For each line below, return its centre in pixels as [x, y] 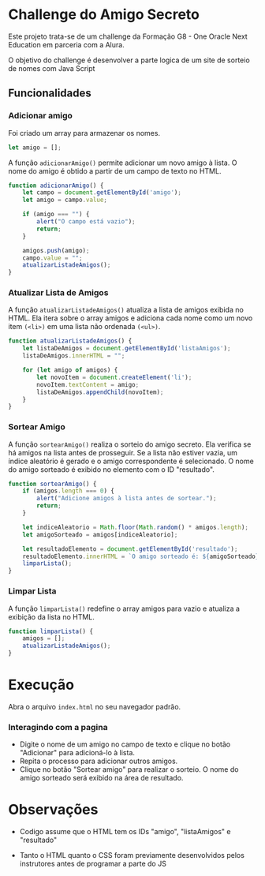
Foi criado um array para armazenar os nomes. [84, 133]
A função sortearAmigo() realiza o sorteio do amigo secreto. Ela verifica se [130, 444]
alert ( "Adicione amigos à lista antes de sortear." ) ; [127, 499]
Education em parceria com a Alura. [66, 44]
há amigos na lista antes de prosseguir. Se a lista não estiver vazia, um [123, 452]
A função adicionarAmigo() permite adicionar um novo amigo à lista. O [123, 163]
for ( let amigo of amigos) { [70, 370]
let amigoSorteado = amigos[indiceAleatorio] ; [100, 534]
